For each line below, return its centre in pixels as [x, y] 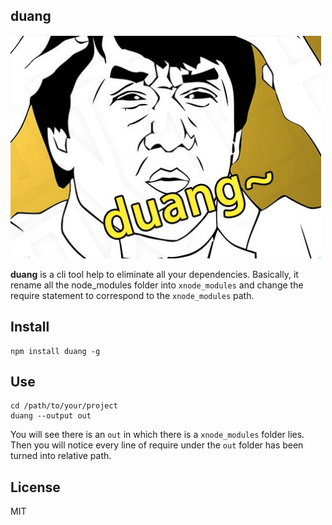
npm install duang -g [55, 351]
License [35, 487]
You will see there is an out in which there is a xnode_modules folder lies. [157, 435]
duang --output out [51, 416]
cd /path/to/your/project [64, 406]
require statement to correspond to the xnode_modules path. [132, 295]
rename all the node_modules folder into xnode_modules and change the [157, 285]
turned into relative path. [61, 456]
